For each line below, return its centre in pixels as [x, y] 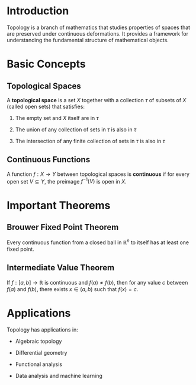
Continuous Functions [49, 160]
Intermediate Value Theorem [61, 268]
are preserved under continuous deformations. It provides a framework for [98, 33]
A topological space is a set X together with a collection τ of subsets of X [97, 100]
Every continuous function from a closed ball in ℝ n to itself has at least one [98, 242]
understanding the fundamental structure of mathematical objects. [88, 40]
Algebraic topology [38, 341]
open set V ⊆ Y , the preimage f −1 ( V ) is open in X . [67, 181]
